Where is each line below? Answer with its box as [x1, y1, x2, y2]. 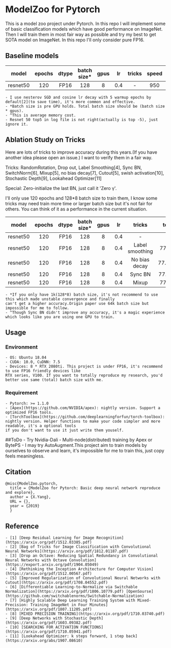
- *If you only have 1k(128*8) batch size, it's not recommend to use [5, 292, 158, 297]
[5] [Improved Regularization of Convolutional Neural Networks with [10, 575, 160, 581]
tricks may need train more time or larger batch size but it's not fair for [5, 200, 153, 206]
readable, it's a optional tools [5, 423, 76, 428]
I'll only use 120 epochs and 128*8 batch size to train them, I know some [5, 195, 158, 201]
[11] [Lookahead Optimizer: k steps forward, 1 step [10, 634, 124, 639]
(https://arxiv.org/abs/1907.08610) [5, 638, 83, 643]
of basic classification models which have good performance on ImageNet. [5, 26, 163, 32]
